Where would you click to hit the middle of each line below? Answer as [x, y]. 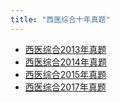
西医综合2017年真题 [65, 87]
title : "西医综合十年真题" [60, 19]
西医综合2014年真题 [65, 62]
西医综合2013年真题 [65, 49]
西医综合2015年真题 [65, 74]
